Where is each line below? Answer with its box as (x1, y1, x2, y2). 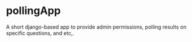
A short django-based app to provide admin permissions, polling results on (6, 23, 187, 30)
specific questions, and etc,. (6, 29, 74, 36)
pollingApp (6, 4, 61, 17)
